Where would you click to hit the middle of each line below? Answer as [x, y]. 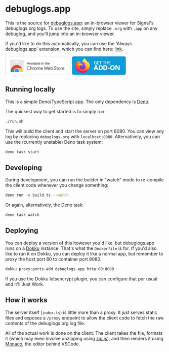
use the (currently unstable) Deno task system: [54, 142]
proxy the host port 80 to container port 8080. [53, 259]
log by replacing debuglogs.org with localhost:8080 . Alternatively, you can [83, 136]
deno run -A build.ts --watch [37, 195]
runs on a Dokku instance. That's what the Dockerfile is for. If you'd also [81, 248]
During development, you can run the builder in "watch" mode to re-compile [85, 180]
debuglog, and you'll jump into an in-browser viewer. [60, 34]
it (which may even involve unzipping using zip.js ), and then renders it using [84, 338]
